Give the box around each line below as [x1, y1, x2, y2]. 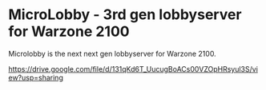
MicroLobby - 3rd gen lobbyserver [8, 6, 242, 24]
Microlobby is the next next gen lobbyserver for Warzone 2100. [8, 49, 216, 58]
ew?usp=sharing [8, 72, 64, 82]
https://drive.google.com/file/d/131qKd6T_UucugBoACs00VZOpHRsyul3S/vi [8, 64, 259, 73]
